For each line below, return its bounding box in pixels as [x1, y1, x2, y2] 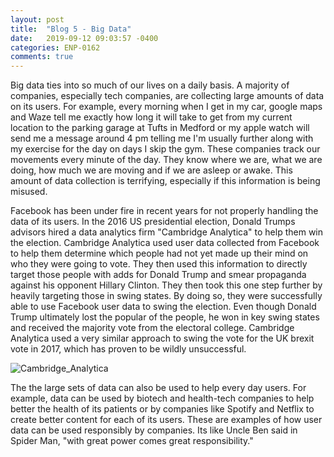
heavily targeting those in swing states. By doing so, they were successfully [10, 290, 323, 302]
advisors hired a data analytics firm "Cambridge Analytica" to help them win [10, 226, 323, 238]
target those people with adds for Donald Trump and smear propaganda [10, 269, 307, 281]
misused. [10, 186, 48, 198]
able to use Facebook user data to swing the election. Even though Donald [10, 301, 317, 313]
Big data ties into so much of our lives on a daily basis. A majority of [10, 79, 290, 91]
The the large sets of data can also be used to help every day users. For [10, 382, 307, 394]
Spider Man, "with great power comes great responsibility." [10, 435, 254, 447]
